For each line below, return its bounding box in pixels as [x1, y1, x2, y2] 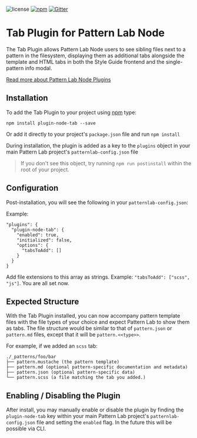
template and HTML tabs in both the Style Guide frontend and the [6, 58, 165, 65]
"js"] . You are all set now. [6, 279, 69, 286]
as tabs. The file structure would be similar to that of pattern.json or [6, 325, 172, 332]
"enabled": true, [16, 232, 59, 238]
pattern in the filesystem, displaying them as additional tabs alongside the [6, 52, 185, 59]
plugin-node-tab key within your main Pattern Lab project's [6, 413, 149, 420]
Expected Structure [6, 296, 79, 306]
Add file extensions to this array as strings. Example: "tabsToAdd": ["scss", [6, 273, 190, 280]
